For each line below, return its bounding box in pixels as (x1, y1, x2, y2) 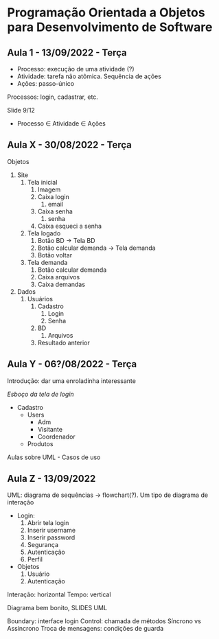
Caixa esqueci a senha (37, 222, 102, 230)
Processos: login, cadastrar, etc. (7, 93, 98, 101)
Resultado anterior (37, 338, 91, 347)
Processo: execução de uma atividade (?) (16, 65, 135, 73)
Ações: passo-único (16, 80, 74, 87)
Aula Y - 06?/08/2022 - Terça (7, 358, 137, 370)
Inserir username (27, 526, 76, 535)
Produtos (27, 439, 54, 448)
